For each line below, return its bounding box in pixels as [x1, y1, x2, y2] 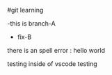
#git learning [7, 6, 44, 14]
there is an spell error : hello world [7, 47, 106, 54]
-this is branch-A [7, 19, 56, 27]
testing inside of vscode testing [7, 60, 97, 68]
